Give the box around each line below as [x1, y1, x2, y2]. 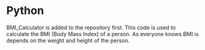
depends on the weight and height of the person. [6, 37, 130, 44]
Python [6, 4, 44, 18]
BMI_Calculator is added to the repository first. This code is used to [6, 24, 176, 31]
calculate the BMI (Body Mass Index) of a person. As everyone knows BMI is [6, 30, 199, 37]
